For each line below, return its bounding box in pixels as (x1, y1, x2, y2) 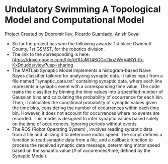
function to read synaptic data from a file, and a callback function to (12, 137, 153, 143)
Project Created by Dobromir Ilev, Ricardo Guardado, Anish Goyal (5, 31, 140, 37)
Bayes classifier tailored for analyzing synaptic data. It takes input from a (12, 72, 163, 78)
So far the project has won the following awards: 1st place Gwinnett (12, 40, 152, 46)
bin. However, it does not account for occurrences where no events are (12, 110, 160, 116)
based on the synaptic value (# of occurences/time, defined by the (12, 147, 151, 153)
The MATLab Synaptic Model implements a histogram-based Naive (12, 67, 151, 73)
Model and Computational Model (5, 14, 144, 26)
